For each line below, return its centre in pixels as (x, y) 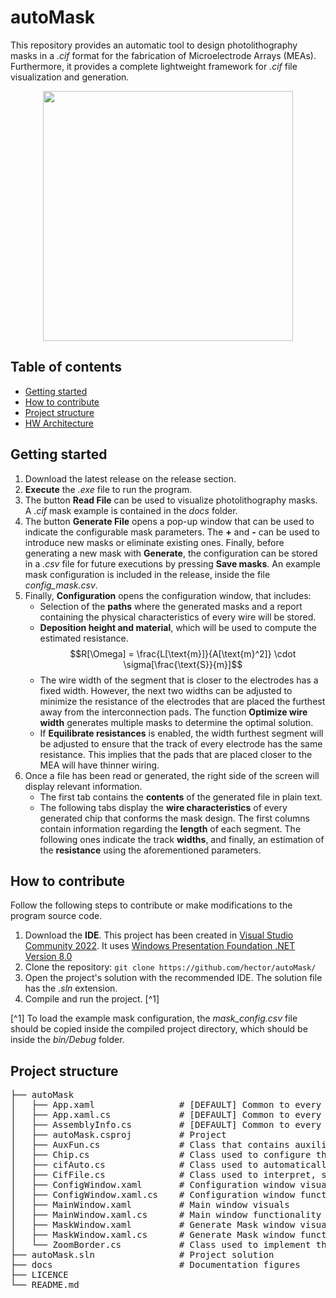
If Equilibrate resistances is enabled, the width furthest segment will (181, 733)
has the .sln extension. (71, 988)
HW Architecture (59, 423)
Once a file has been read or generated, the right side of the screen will (172, 775)
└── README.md (45, 1285)
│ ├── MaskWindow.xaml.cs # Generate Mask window (153, 1235)
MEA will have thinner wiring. (99, 765)
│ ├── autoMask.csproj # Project (118, 1135)
